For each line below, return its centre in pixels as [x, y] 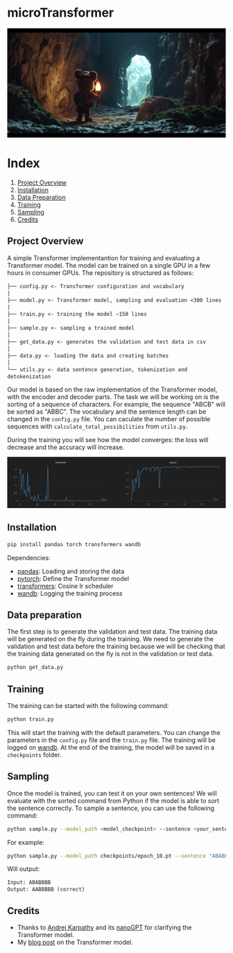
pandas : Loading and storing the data [71, 571]
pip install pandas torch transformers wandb [74, 544]
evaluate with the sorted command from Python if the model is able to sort [113, 800]
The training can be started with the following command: [88, 706]
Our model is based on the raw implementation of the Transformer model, [112, 389]
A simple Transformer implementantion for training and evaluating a [104, 258]
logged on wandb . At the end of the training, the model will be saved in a [111, 747]
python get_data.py [35, 668]
